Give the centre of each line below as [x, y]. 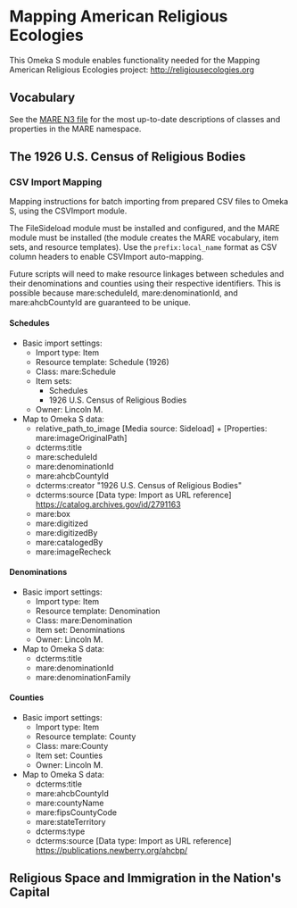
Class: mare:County [72, 746]
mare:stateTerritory [70, 822]
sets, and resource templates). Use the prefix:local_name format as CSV [144, 247]
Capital [30, 892]
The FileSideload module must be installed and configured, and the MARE [144, 229]
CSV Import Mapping [56, 182]
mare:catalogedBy [69, 542]
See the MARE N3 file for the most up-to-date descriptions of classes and [145, 119]
